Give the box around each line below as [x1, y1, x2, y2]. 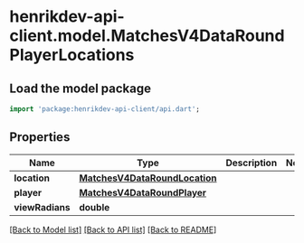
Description [225, 156, 278, 169]
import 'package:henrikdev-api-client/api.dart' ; [9, 105, 201, 114]
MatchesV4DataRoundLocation [79, 172, 217, 184]
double [79, 201, 110, 213]
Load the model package [9, 80, 152, 96]
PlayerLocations [9, 45, 135, 65]
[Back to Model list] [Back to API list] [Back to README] [9, 224, 217, 235]
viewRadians [14, 201, 71, 213]
